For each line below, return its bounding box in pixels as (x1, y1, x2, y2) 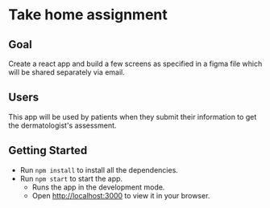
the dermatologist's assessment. (8, 120, 117, 130)
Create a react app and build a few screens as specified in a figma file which (8, 59, 263, 68)
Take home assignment (8, 6, 168, 24)
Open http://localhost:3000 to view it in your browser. (31, 190, 210, 200)
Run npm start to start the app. (19, 173, 123, 183)
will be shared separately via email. (8, 67, 125, 77)
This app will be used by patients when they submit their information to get (8, 112, 257, 121)
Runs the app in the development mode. (31, 182, 165, 192)
